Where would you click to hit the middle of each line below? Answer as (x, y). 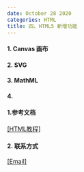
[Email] (17, 162)
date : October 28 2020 (39, 13)
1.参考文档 (22, 113)
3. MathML (23, 81)
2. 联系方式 (23, 146)
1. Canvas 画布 (28, 48)
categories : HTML (32, 20)
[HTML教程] (24, 129)
